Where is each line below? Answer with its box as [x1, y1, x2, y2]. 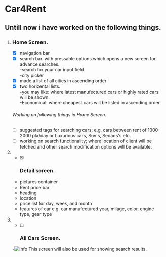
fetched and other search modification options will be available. [19, 144, 152, 150]
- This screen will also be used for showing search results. [12, 246, 147, 252]
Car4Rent [5, 3, 46, 15]
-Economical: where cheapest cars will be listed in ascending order [19, 100, 160, 106]
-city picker [19, 72, 44, 78]
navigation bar [19, 50, 50, 56]
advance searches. [19, 61, 60, 67]
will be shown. [19, 94, 50, 100]
